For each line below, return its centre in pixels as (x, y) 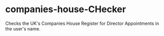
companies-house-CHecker (65, 9)
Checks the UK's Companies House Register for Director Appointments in (82, 23)
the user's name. (23, 28)
